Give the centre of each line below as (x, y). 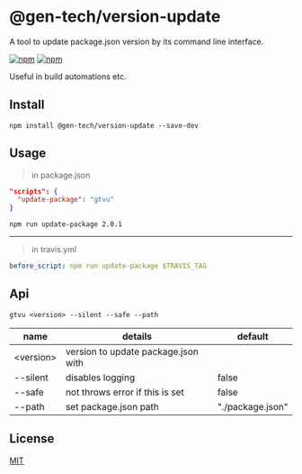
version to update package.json (133, 351)
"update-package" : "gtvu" (66, 200)
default (253, 336)
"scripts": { (34, 191)
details (138, 336)
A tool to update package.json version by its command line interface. (137, 41)
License (32, 439)
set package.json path (113, 406)
